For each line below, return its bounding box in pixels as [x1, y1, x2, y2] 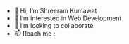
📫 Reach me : [13, 29, 56, 38]
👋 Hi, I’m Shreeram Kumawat [13, 7, 97, 15]
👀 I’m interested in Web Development [13, 14, 122, 22]
